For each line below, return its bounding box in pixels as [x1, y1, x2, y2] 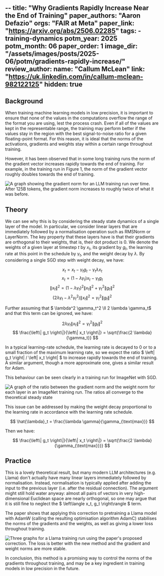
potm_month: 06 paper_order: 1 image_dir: [5, 42, 138, 50]
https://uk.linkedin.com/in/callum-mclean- [8, 73, 143, 81]
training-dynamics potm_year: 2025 [5, 34, 117, 43]
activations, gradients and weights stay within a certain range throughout [5, 141, 153, 147]
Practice [5, 457, 31, 465]
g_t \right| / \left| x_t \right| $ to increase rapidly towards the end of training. [5, 354, 158, 360]
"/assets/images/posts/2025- [5, 50, 99, 58]
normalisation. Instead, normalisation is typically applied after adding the [5, 480, 152, 486]
